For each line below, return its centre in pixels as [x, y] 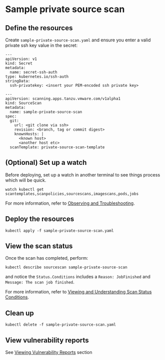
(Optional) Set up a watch [46, 163]
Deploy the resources [40, 219]
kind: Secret [19, 64]
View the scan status [39, 246]
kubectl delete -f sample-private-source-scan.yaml [61, 325]
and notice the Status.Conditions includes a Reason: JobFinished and [78, 277]
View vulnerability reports [47, 340]
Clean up [20, 313]
